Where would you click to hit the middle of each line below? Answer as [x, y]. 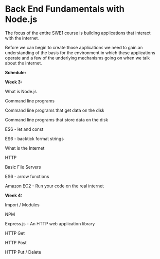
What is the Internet [25, 148]
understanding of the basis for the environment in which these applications [80, 53]
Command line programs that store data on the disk [57, 120]
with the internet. [22, 38]
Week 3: [14, 82]
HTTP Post [16, 242]
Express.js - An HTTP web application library [50, 223]
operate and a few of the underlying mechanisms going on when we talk [78, 58]
